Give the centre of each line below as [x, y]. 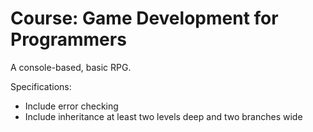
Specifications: [41, 86]
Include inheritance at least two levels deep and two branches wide [163, 116]
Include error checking [71, 106]
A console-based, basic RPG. [71, 67]
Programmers [68, 39]
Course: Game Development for [144, 18]
